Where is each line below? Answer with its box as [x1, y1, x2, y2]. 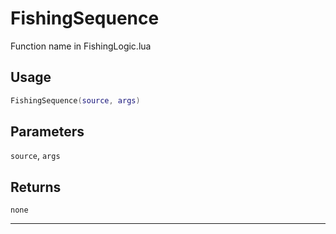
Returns [10, 178, 62, 196]
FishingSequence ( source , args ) [10, 95, 141, 106]
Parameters [10, 123, 85, 141]
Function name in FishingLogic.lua [10, 40, 152, 52]
